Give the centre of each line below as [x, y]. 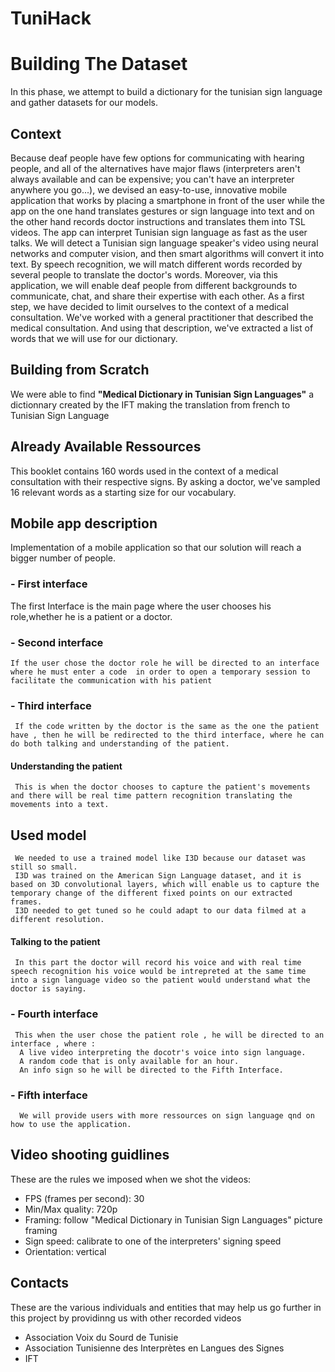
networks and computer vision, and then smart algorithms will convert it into [167, 253]
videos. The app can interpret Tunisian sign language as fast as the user [159, 232]
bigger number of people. [63, 558]
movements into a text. [60, 805]
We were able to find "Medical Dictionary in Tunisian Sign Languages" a [162, 394]
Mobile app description [84, 523]
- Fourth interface [54, 1014]
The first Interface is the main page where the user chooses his [141, 606]
